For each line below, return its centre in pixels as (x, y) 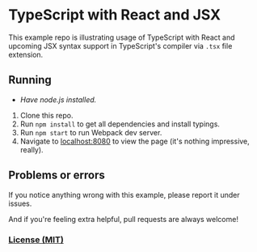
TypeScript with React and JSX (114, 15)
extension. (26, 54)
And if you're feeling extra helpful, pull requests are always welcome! (123, 219)
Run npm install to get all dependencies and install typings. (120, 124)
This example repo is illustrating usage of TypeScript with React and (122, 37)
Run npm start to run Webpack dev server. (91, 132)
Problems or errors (57, 175)
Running (30, 80)
